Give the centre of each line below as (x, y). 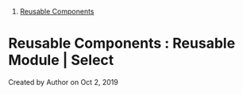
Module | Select (61, 61)
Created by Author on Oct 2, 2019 (64, 82)
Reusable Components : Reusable (122, 44)
